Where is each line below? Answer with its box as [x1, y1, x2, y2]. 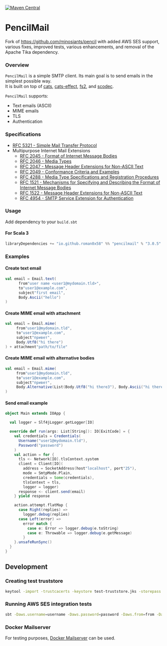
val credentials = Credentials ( [14, 434, 81, 439]
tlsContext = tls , [23, 480, 61, 485]
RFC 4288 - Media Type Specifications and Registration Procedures [19, 174, 159, 180]
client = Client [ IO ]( [18, 461, 64, 466]
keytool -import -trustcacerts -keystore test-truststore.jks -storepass [5, 589, 162, 594]
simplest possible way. [5, 78, 52, 84]
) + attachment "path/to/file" [5, 344, 68, 349]
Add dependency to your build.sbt [5, 219, 78, 225]
